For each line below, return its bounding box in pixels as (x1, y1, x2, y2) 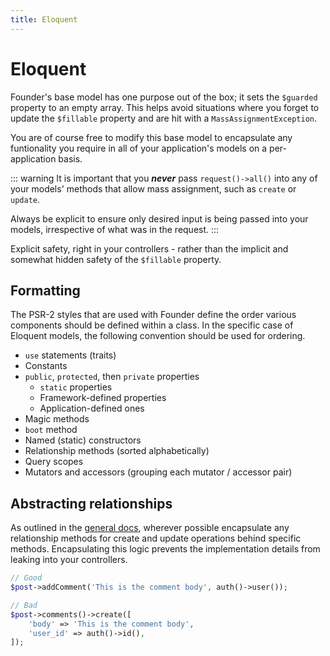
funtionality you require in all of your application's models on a (10, 142, 268, 154)
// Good (10, 573, 43, 583)
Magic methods (24, 413, 90, 425)
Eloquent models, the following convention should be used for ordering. (10, 330, 306, 342)
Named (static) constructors (24, 434, 142, 446)
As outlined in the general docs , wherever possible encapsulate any (10, 522, 290, 534)
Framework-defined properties (39, 392, 167, 404)
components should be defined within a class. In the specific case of (10, 319, 294, 331)
